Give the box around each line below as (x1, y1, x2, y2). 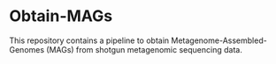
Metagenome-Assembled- (171, 35, 267, 46)
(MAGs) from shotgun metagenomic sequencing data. (46, 44, 243, 54)
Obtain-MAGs (9, 6, 113, 26)
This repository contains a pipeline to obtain (9, 35, 170, 46)
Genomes (9, 44, 45, 54)
